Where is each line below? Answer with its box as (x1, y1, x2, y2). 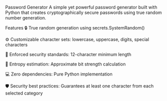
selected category (5, 90, 43, 96)
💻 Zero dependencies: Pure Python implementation (5, 71, 113, 77)
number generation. (5, 15, 46, 20)
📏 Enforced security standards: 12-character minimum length (5, 51, 132, 57)
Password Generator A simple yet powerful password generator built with (5, 4, 157, 10)
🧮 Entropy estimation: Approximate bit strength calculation (5, 61, 126, 67)
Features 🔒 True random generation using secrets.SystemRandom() (5, 25, 145, 30)
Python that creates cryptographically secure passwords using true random (5, 9, 162, 15)
